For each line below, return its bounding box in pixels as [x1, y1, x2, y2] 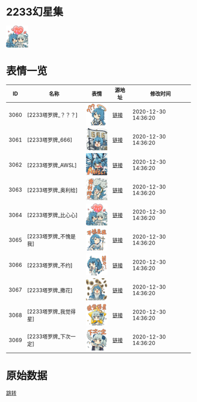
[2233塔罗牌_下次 [27, 333, 71, 340]
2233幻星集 [6, 5, 63, 19]
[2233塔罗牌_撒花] [27, 286, 73, 293]
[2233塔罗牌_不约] [27, 262, 73, 269]
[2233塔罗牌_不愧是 [27, 233, 76, 240]
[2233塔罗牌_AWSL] [27, 161, 77, 168]
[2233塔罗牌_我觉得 [27, 308, 76, 315]
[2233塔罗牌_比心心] [27, 212, 78, 219]
